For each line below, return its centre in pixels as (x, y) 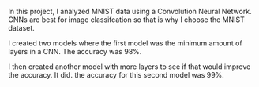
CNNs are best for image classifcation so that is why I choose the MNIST (126, 20)
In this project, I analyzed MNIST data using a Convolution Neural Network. (130, 11)
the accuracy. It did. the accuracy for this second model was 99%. (116, 75)
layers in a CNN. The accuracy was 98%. (75, 51)
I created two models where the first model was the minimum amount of (125, 43)
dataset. (22, 28)
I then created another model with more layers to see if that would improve (129, 67)
